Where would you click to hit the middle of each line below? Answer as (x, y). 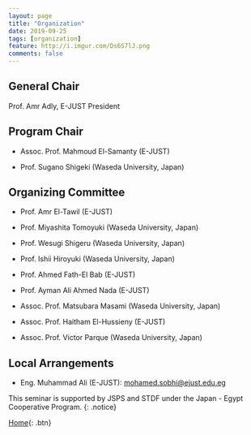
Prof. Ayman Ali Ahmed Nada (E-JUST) (85, 291)
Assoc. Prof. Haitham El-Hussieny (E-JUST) (93, 322)
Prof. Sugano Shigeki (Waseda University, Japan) (102, 166)
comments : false (36, 54)
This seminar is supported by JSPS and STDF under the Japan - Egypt (126, 398)
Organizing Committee (67, 193)
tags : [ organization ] (45, 39)
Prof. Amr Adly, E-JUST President (64, 106)
